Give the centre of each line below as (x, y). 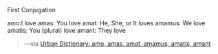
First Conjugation (32, 10)
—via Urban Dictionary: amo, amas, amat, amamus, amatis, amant (117, 43)
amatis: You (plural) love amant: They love (66, 30)
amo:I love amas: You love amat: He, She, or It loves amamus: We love (106, 23)
